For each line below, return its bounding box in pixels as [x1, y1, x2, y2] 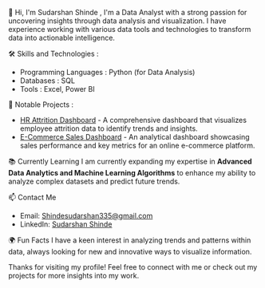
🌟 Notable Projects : [8, 100, 74, 109]
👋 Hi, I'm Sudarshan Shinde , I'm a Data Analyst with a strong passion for [8, 8, 247, 17]
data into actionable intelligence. [8, 33, 116, 42]
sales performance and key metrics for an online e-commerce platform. [19, 140, 255, 150]
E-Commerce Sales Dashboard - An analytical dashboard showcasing [19, 132, 250, 141]
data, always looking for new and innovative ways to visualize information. [8, 247, 252, 256]
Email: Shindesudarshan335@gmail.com [19, 211, 153, 220]
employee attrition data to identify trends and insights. [19, 124, 198, 133]
